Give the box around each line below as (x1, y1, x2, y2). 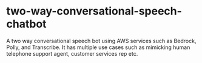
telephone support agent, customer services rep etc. (6, 50, 138, 57)
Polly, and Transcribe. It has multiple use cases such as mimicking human (6, 44, 190, 51)
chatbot (6, 17, 47, 31)
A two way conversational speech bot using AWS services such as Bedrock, (6, 37, 197, 44)
